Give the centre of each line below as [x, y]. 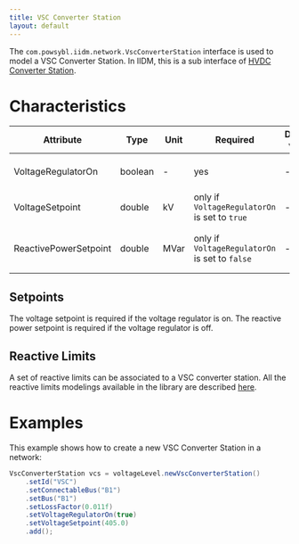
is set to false [222, 259]
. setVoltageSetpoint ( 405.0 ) [77, 523]
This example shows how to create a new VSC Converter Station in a [135, 448]
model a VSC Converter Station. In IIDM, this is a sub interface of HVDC [140, 61]
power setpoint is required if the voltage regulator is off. [111, 328]
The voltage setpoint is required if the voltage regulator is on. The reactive [145, 318]
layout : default [39, 26]
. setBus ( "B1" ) [51, 499]
